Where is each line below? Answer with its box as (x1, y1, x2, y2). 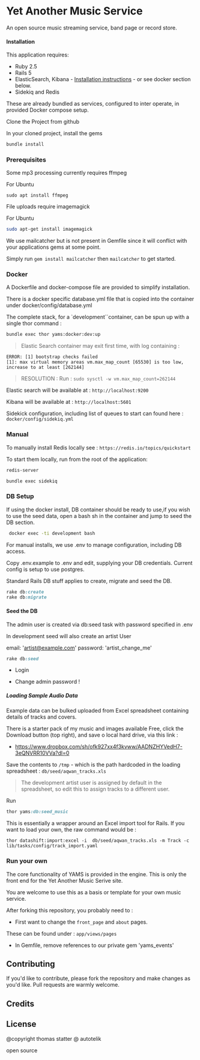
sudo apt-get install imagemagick (6, 227, 93, 233)
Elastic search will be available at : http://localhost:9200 (6, 386, 149, 394)
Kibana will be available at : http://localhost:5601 (6, 398, 132, 406)
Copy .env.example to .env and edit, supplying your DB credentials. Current (6, 559, 193, 566)
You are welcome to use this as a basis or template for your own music (6, 888, 181, 896)
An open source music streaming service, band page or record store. (6, 24, 177, 31)
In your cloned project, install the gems (6, 130, 103, 137)
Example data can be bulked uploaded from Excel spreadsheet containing (6, 707, 189, 714)
